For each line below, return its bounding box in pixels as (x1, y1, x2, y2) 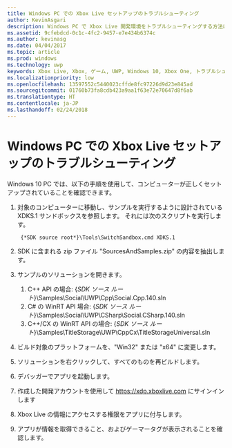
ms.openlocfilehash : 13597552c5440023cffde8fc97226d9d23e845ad (7, 81, 193, 88)
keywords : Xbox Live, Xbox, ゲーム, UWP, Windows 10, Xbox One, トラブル (7, 68, 216, 75)
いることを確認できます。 (43, 188, 116, 197)
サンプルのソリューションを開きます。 (17, 270, 126, 278)
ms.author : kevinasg (7, 36, 67, 43)
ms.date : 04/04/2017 (7, 42, 67, 49)
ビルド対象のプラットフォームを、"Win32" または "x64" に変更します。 (17, 342, 220, 351)
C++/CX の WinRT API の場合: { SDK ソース (27, 319, 148, 328)
